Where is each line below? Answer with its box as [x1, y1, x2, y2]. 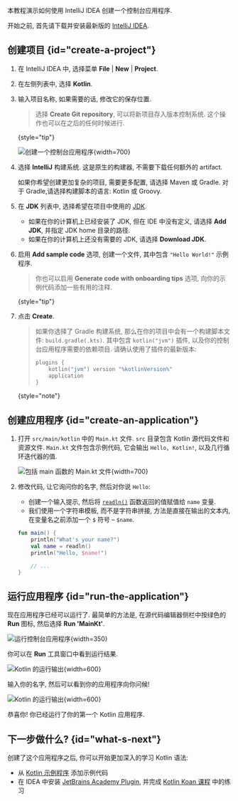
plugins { [35, 359, 65, 366]
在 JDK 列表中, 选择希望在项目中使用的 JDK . [17, 201, 147, 210]
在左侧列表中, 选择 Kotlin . [17, 79, 93, 88]
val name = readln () [31, 543, 92, 550]
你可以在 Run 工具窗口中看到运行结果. [7, 650, 119, 659]
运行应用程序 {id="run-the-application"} [7, 590, 190, 602]
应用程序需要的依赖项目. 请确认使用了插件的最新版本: [41, 345, 197, 353]
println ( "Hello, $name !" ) [31, 549, 108, 557]
